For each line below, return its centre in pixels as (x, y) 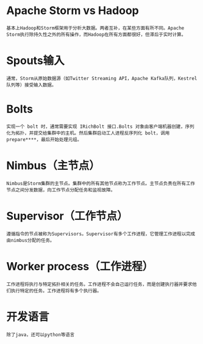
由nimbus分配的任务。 (30, 240)
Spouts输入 (36, 61)
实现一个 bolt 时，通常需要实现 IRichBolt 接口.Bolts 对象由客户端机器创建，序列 (100, 126)
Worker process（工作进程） (80, 266)
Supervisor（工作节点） (67, 216)
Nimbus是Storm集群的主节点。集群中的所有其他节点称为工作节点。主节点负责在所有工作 (101, 183)
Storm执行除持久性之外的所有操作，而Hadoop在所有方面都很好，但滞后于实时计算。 (96, 34)
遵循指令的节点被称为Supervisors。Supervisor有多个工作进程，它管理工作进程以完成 (101, 234)
